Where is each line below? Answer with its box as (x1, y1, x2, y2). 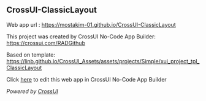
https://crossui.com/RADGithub (6, 39, 86, 46)
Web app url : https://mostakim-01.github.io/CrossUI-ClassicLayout (6, 21, 176, 28)
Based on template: (6, 51, 56, 58)
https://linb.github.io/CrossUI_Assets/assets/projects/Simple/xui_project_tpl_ (6, 57, 200, 64)
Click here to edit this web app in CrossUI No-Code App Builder (6, 75, 167, 83)
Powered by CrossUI (6, 88, 58, 95)
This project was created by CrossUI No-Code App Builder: (6, 33, 156, 40)
